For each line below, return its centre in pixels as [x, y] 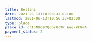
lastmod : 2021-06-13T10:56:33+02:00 [43, 18]
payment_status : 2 [24, 32]
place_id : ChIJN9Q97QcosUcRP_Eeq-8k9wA [46, 28]
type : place [17, 23]
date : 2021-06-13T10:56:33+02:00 [39, 14]
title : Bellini [21, 9]
